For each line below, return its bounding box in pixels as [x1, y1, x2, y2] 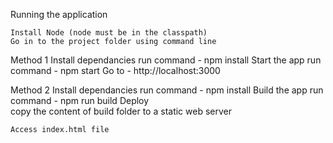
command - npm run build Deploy [10, 95, 150, 106]
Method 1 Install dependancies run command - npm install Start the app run [10, 54, 322, 66]
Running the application [10, 9, 108, 20]
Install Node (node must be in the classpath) [10, 28, 208, 38]
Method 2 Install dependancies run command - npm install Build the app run [10, 84, 324, 96]
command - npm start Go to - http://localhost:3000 [10, 65, 221, 76]
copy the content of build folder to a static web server [10, 105, 232, 117]
